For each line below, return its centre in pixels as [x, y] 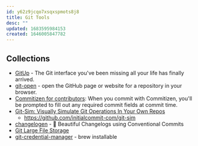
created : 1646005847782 [36, 34]
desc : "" [17, 23]
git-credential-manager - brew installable [66, 136]
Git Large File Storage [42, 130]
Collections [28, 59]
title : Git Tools [28, 17]
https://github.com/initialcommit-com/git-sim [80, 117]
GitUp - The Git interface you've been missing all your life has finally [100, 73]
